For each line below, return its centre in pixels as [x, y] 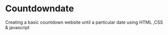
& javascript [17, 27]
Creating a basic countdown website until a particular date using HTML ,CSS [84, 22]
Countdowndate [40, 9]
